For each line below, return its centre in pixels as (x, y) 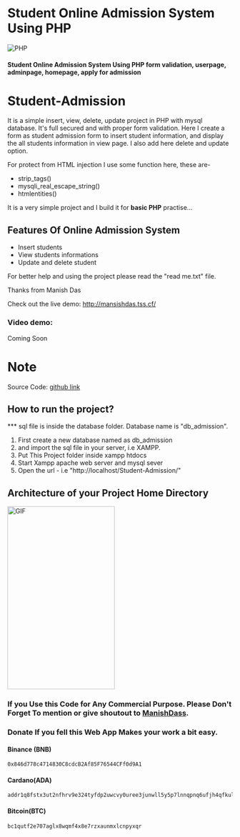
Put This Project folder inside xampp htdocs (82, 456)
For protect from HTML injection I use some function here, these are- (109, 165)
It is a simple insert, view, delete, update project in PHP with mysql (105, 121)
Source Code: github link (44, 386)
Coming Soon (27, 338)
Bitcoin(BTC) (27, 811)
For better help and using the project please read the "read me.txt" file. (112, 276)
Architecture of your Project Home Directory (108, 493)
